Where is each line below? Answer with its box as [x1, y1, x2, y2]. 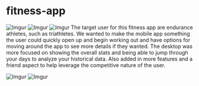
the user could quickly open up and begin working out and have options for [6, 36, 191, 43]
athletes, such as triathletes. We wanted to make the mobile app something [6, 30, 190, 37]
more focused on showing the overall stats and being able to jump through [6, 49, 188, 56]
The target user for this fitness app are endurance [71, 24, 193, 31]
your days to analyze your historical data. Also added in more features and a [6, 55, 193, 62]
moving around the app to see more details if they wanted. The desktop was [6, 43, 193, 50]
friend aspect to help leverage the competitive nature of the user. [6, 61, 166, 69]
